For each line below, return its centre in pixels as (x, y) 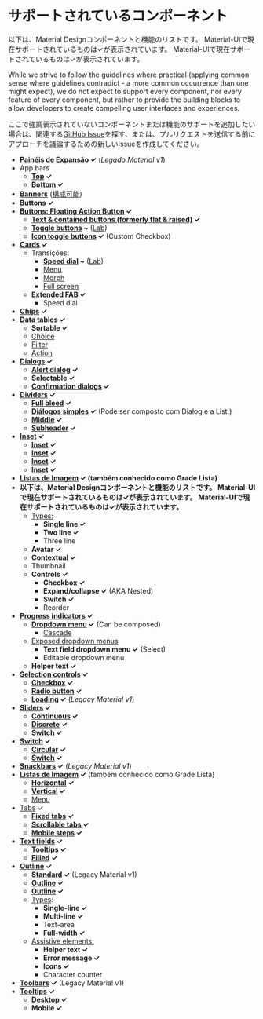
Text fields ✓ (41, 841)
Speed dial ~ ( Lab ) (73, 261)
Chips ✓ (33, 311)
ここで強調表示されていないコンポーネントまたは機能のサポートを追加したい (132, 124)
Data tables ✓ (42, 320)
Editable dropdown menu (84, 657)
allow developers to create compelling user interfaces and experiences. (124, 108)
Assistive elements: (62, 941)
